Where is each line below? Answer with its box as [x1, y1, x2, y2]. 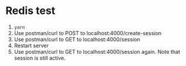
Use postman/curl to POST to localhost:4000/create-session [14, 29, 162, 36]
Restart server [14, 42, 49, 49]
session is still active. [14, 54, 66, 61]
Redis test [5, 4, 55, 18]
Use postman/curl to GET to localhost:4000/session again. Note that [14, 48, 181, 55]
